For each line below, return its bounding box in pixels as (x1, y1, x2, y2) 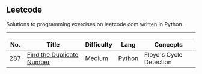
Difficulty (85, 40, 113, 48)
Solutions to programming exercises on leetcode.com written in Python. (6, 20, 184, 27)
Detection (144, 58, 172, 66)
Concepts (154, 40, 183, 48)
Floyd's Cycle (144, 50, 183, 58)
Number (26, 58, 50, 66)
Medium (85, 54, 108, 62)
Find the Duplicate (26, 50, 79, 58)
